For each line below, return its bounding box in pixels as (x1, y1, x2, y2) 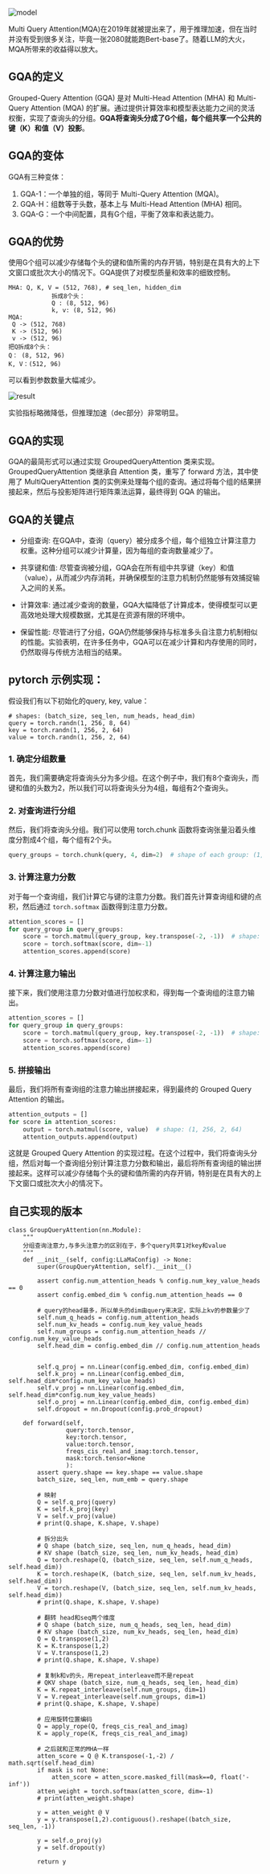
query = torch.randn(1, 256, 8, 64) (8, 719, 131, 727)
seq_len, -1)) (8, 1823, 56, 1831)
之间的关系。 (27, 583, 70, 593)
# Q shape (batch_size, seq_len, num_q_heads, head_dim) (37, 1542, 231, 1551)
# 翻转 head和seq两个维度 (37, 1614, 116, 1622)
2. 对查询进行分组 (8, 805, 76, 817)
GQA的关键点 (8, 513, 75, 526)
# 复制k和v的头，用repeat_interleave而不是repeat (37, 1672, 194, 1680)
